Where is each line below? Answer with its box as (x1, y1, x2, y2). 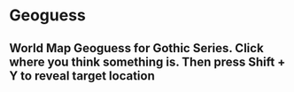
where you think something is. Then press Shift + (9, 54, 286, 69)
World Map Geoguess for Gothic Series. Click (9, 41, 264, 56)
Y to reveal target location (9, 68, 155, 83)
